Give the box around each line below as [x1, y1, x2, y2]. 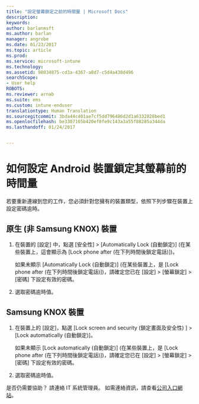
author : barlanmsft [6, 25, 54, 31]
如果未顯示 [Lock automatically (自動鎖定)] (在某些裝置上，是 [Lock [14, 344, 178, 351]
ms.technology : [6, 63, 44, 70]
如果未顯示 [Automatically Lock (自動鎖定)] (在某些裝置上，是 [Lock [14, 261, 179, 268]
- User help [6, 81, 36, 86]
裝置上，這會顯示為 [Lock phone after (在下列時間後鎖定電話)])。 [20, 248, 178, 255]
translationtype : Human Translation [6, 108, 97, 114]
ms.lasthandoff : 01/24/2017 [6, 124, 76, 130]
